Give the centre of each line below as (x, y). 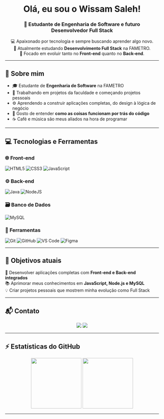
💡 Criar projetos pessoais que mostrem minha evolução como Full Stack (77, 290)
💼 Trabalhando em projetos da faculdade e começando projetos (76, 93)
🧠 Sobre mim (25, 74)
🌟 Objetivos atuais (33, 261)
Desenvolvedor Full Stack (82, 30)
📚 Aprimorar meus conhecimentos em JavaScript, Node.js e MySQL (75, 283)
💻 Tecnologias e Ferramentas (51, 141)
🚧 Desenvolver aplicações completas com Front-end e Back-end (71, 272)
